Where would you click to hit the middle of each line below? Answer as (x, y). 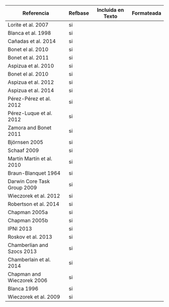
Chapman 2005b (28, 220)
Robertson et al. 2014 (33, 204)
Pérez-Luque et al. (30, 113)
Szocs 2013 (22, 251)
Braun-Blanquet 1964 (34, 173)
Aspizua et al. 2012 (31, 82)
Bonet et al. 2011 (28, 58)
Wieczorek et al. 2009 (34, 297)
